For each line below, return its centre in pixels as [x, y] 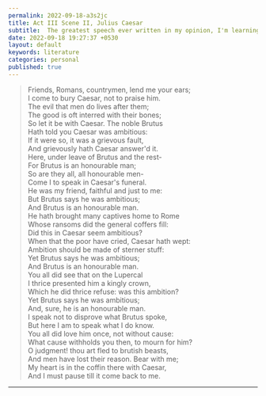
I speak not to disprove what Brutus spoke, [97, 317]
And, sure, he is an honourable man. [87, 308]
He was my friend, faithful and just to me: [95, 190]
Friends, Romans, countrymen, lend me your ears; [109, 89]
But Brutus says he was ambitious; [84, 199]
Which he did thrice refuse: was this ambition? [103, 291]
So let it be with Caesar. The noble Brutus [95, 123]
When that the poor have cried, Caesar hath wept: [109, 241]
